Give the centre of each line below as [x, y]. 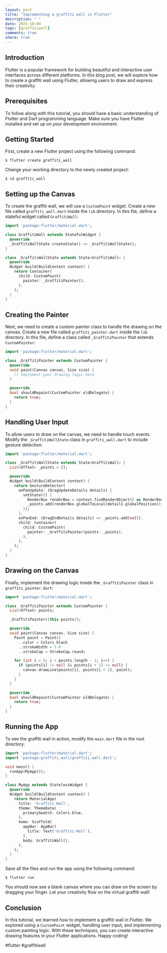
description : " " [23, 19]
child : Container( [37, 523]
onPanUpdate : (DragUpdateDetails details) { [65, 490]
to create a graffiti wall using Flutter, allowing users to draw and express [79, 80]
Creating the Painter [37, 315]
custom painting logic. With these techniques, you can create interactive [79, 930]
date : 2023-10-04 [23, 24]
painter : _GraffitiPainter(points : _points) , [75, 532]
